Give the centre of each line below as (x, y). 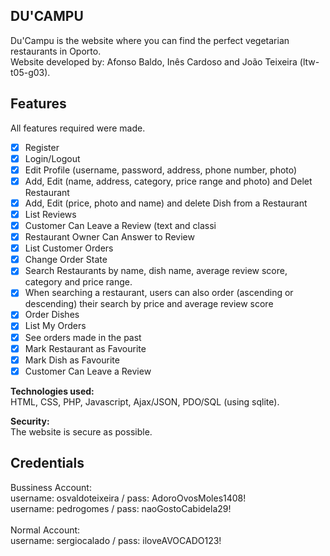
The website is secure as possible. (81, 431)
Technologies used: (52, 391)
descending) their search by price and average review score (149, 304)
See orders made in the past (83, 337)
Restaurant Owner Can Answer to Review (109, 237)
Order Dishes (52, 315)
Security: (30, 421)
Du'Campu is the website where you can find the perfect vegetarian (150, 40)
